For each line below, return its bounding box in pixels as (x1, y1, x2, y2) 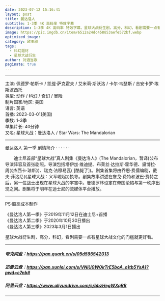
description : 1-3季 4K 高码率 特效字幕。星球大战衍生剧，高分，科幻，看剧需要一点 (5, 26, 158, 30)
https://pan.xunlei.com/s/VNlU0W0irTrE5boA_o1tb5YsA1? (27, 264, 149, 270)
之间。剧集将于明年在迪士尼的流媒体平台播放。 (9, 186, 104, 192)
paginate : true (5, 62, 36, 67)
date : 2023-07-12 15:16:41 (5, 7, 60, 12)
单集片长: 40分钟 (5, 124, 39, 130)
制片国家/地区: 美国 (5, 99, 44, 105)
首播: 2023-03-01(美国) (5, 111, 53, 117)
